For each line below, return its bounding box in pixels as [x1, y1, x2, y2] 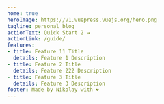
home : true [7, 10, 38, 17]
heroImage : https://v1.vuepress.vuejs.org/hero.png [7, 16, 157, 23]
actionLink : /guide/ [7, 36, 66, 42]
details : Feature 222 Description [13, 67, 111, 74]
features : [7, 42, 36, 49]
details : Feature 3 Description [13, 80, 106, 87]
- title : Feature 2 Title [7, 61, 81, 68]
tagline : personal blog [7, 23, 75, 29]
